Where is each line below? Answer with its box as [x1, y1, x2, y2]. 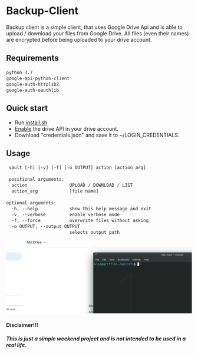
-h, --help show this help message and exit [11, 206, 151, 212]
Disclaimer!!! [6, 322, 38, 329]
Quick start [6, 103, 48, 113]
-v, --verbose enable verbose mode [11, 212, 120, 218]
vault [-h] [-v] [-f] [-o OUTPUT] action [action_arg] [8, 165, 146, 171]
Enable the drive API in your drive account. [14, 125, 119, 132]
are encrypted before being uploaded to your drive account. [6, 36, 152, 43]
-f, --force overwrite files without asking [11, 218, 149, 224]
